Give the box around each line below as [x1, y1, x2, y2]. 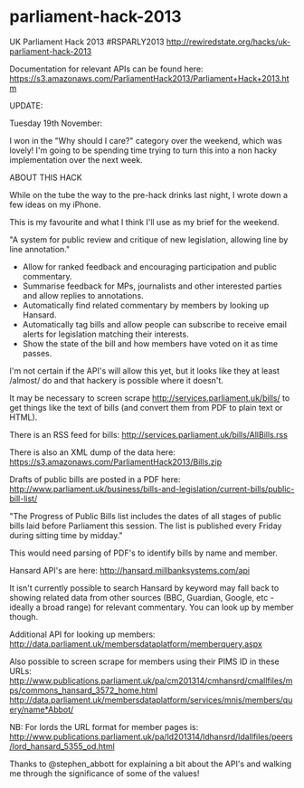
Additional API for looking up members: [9, 629, 156, 640]
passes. [22, 347, 52, 358]
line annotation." [9, 243, 71, 254]
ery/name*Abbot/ [9, 704, 74, 715]
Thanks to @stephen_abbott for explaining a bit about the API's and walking [9, 758, 292, 769]
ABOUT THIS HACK [9, 172, 83, 183]
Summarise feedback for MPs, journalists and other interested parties [22, 280, 282, 291]
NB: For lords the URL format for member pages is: [9, 721, 199, 732]
